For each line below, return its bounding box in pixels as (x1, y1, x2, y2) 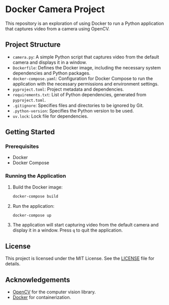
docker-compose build (12, 194, 58, 199)
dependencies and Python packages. (12, 70, 91, 76)
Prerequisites (5, 143, 39, 150)
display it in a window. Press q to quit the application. (12, 227, 123, 234)
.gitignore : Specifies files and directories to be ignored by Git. (12, 102, 144, 108)
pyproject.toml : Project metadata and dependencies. (12, 86, 124, 92)
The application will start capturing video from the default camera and (12, 222, 159, 228)
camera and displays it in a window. (12, 59, 87, 65)
